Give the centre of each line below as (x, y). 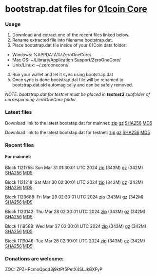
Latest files (19, 112)
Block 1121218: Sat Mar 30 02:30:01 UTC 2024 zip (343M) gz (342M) (74, 182)
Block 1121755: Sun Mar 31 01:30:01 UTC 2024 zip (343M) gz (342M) (74, 168)
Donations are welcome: (35, 258)
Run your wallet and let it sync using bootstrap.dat (63, 75)
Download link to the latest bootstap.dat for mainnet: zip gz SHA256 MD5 (79, 123)
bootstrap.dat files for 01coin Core (76, 9)
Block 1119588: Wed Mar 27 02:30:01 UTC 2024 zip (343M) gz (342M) (76, 226)
